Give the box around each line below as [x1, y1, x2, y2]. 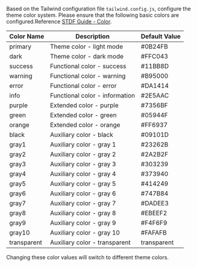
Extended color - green [50, 111, 117, 119]
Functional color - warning [50, 72, 126, 80]
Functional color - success [50, 62, 127, 70]
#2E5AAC [140, 92, 169, 99]
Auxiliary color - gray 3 [50, 160, 116, 168]
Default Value [140, 33, 181, 40]
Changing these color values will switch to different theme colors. [6, 254, 169, 261]
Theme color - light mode [50, 42, 124, 51]
